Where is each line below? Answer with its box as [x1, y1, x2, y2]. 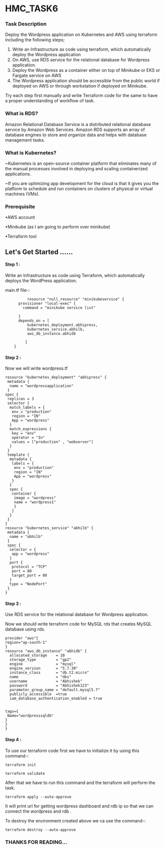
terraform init [5, 762, 36, 767]
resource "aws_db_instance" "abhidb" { [5, 649, 87, 654]
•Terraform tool [5, 233, 37, 239]
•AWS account [5, 215, 35, 220]
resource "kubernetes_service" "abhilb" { [5, 526, 94, 531]
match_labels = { [9, 405, 45, 410]
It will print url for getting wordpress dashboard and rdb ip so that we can [5, 803, 154, 809]
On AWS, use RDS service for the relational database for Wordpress [12, 57, 150, 63]
